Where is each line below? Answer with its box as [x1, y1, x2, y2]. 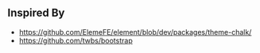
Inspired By [7, 6, 65, 20]
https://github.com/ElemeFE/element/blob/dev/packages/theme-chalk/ [18, 27, 252, 36]
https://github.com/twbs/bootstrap [18, 36, 133, 45]
